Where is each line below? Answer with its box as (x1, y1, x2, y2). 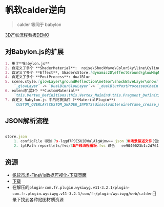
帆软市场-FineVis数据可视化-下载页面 (12, 172, 87, 178)
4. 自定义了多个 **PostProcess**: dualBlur (5, 74, 90, 80)
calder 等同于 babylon (17, 22, 61, 27)
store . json (5, 134, 27, 139)
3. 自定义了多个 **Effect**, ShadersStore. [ (5, 70, 93, 75)
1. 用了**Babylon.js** (5, 61, 50, 66)
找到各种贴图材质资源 (20, 196, 64, 202)
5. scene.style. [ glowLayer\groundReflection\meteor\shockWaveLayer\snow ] (5, 79, 159, 84)
